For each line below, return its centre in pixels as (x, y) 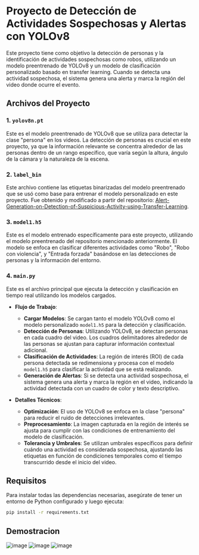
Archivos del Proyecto (48, 104)
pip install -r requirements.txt (48, 513)
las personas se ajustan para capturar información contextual (99, 344)
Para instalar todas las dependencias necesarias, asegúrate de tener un (94, 495)
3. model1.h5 (24, 222)
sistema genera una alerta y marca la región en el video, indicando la (108, 382)
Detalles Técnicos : (38, 400)
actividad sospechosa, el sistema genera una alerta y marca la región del (96, 78)
